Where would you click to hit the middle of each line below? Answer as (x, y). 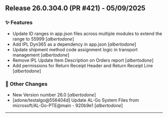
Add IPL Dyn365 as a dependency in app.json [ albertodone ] (74, 44)
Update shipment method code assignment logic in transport (75, 49)
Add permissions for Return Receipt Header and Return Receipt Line (83, 65)
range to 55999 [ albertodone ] (43, 39)
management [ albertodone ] (41, 55)
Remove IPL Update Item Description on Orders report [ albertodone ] (83, 60)
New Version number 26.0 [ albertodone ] (54, 94)
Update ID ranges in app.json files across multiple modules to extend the (87, 33)
